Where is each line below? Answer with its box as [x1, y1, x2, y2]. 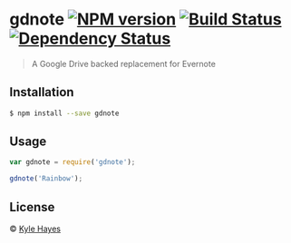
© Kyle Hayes [9, 223, 62, 234]
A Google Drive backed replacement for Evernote [31, 58, 216, 69]
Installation [9, 84, 74, 100]
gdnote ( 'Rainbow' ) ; [9, 174, 83, 183]
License [9, 199, 55, 215]
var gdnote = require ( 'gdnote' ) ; [9, 158, 136, 167]
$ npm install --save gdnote [9, 109, 120, 118]
